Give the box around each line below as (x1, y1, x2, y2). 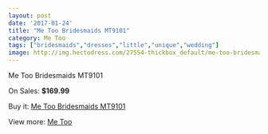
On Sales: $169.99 (8, 86, 70, 96)
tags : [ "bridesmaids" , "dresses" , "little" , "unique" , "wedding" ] (8, 41, 219, 49)
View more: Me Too (8, 117, 73, 126)
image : (8, 49, 30, 57)
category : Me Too (8, 33, 66, 42)
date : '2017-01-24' (8, 19, 73, 27)
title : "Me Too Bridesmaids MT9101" (8, 26, 130, 34)
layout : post (8, 11, 52, 20)
